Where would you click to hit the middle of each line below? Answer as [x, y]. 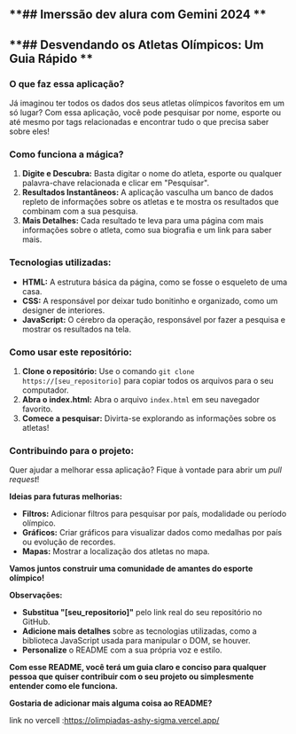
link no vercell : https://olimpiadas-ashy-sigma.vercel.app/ [114, 721]
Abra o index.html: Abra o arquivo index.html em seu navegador [140, 399]
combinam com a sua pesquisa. [80, 211]
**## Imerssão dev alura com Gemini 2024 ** [138, 15]
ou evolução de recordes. [69, 542]
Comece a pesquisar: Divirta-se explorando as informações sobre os [149, 418]
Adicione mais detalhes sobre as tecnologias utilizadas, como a [139, 631]
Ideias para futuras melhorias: [66, 496]
